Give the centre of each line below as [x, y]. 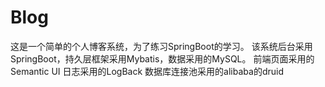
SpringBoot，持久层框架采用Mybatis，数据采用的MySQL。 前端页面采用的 [162, 58]
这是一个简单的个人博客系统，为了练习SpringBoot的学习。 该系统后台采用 [161, 46]
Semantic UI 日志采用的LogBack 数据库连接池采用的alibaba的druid [147, 71]
